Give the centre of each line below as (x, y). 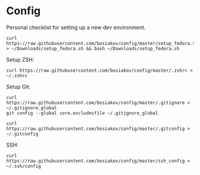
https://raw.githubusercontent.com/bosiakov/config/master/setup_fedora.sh (102, 43)
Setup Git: (18, 87)
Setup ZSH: (20, 59)
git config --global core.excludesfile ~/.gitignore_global (82, 113)
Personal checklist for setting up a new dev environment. (76, 27)
